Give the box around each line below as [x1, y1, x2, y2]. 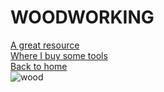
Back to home [10, 60, 68, 72]
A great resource [10, 39, 80, 51]
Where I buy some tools [10, 49, 108, 61]
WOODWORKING [10, 6, 155, 29]
